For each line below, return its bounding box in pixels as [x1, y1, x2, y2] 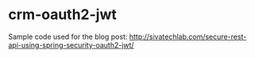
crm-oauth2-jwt [8, 6, 117, 24]
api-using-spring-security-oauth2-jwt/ [8, 40, 134, 49]
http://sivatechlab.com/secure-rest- [129, 32, 247, 41]
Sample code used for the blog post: [8, 32, 128, 41]
